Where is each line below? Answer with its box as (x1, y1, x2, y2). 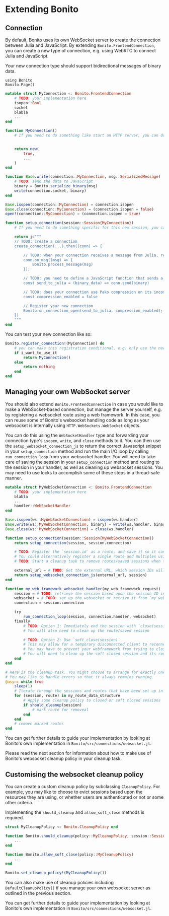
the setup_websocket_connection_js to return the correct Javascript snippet (5, 443, 161, 449)
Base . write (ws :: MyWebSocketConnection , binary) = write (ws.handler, (5, 522, 152, 527)
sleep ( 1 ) (14, 684, 33, 689)
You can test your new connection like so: (5, 331, 92, 337)
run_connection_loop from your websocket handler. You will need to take (5, 453, 156, 459)
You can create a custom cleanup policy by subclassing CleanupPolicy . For (5, 784, 160, 789)
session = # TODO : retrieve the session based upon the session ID (14, 591, 158, 596)
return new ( (14, 146, 39, 152)
